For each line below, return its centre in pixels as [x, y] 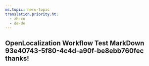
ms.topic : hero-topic [27, 10]
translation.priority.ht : [32, 14]
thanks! [17, 58]
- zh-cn [18, 19]
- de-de [18, 23]
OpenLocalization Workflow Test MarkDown [75, 43]
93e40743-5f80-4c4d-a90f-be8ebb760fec [74, 51]
